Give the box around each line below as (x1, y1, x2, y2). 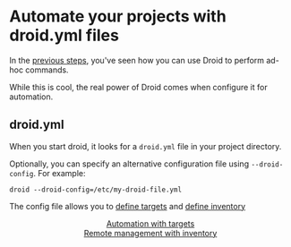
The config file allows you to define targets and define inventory (9, 200, 246, 211)
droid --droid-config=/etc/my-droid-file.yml (9, 185, 182, 194)
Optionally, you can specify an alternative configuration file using (9, 158, 249, 169)
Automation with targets (106, 217, 195, 229)
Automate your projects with (9, 6, 227, 27)
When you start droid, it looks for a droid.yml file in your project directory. (9, 141, 282, 151)
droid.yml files (9, 25, 119, 46)
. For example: (32, 167, 87, 178)
